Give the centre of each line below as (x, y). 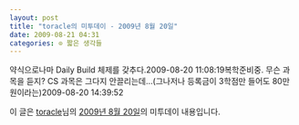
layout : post (34, 18)
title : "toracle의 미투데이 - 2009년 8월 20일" (94, 26)
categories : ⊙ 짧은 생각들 (56, 43)
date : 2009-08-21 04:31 (55, 34)
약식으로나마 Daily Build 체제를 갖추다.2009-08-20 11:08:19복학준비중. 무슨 (145, 70)
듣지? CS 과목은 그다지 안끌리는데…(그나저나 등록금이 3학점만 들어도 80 (154, 82)
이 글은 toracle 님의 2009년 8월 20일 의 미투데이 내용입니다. (115, 112)
